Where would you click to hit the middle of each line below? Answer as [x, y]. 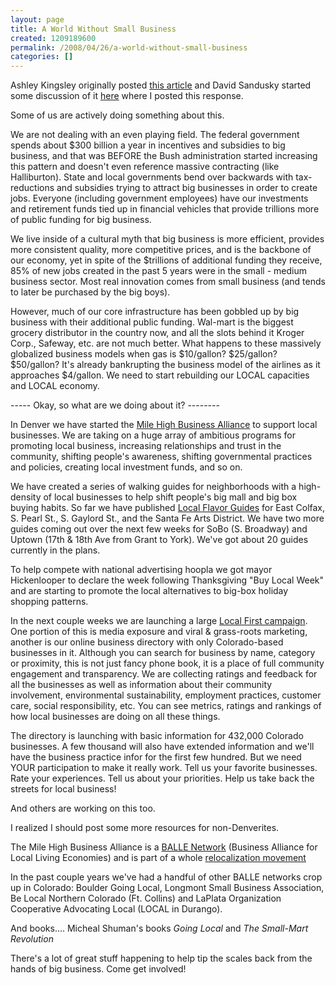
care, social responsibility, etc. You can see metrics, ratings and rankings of [166, 706]
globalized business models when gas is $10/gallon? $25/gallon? [144, 354]
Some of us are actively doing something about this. [117, 115]
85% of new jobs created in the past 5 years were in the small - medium [158, 271]
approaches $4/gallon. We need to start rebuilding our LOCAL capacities [160, 375]
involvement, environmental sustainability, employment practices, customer [166, 695]
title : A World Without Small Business [93, 29]
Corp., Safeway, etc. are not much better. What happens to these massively [166, 343]
